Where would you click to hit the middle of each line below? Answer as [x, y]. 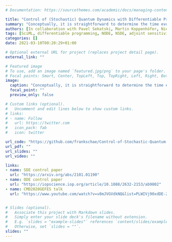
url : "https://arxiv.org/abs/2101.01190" [55, 175]
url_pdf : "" [18, 146]
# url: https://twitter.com [38, 123]
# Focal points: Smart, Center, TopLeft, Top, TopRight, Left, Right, [82, 76]
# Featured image [24, 66]
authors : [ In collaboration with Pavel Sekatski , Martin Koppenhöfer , [82, 29]
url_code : [16, 142]
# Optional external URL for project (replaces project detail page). [82, 52]
